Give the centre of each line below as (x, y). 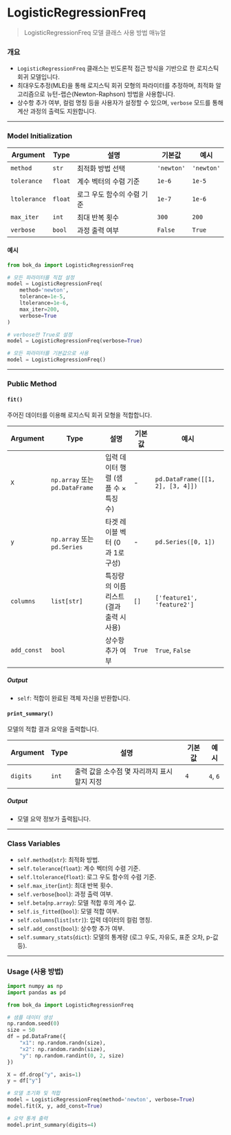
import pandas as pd (37, 992)
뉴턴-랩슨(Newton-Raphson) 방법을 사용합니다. (111, 94)
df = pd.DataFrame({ (37, 1037)
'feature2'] (175, 605)
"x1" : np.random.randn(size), (63, 1043)
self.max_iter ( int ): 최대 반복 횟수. (65, 885)
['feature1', (176, 598)
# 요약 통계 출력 (27, 1119)
